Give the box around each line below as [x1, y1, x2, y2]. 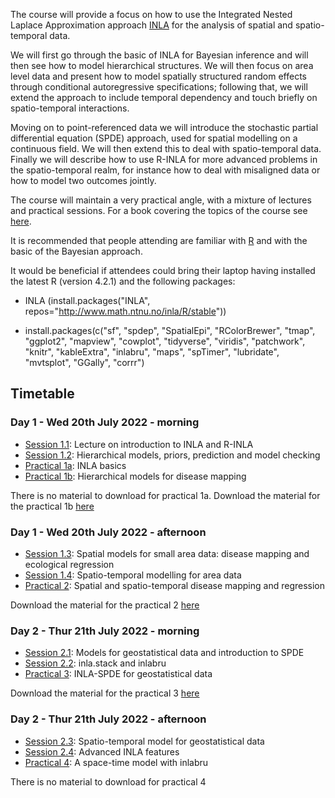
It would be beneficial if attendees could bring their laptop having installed [10, 265, 316, 276]
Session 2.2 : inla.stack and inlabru [24, 657, 167, 669]
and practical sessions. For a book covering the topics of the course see [10, 205, 308, 216]
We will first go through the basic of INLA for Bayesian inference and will [10, 49, 309, 61]
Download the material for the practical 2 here [10, 599, 200, 611]
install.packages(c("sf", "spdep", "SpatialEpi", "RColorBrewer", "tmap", [24, 325, 316, 336]
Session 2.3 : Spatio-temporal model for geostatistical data [24, 735, 265, 747]
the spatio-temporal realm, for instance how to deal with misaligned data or [10, 164, 321, 176]
